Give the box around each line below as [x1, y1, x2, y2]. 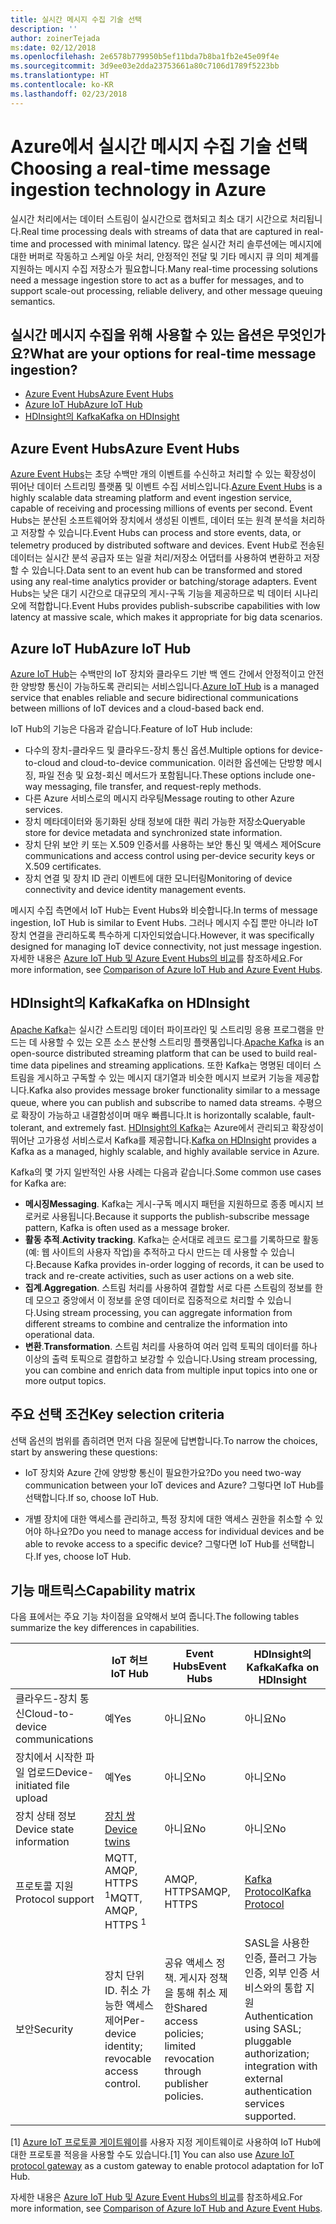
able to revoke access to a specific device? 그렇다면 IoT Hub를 [24, 1537, 280, 1550]
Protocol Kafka [244, 1884, 312, 1898]
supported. [244, 2109, 297, 2123]
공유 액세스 [164, 1956, 214, 1970]
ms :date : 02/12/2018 [10, 42, 97, 53]
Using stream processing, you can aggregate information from [35, 1306, 293, 1318]
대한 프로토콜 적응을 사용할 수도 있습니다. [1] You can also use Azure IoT [10, 2149, 295, 2161]
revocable [104, 2052, 152, 2066]
